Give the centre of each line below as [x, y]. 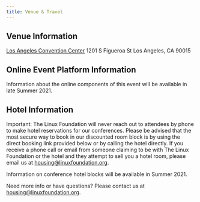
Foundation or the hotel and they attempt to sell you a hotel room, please [96, 156]
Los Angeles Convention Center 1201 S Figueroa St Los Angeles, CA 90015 [98, 51]
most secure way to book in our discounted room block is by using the [93, 137]
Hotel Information [40, 109]
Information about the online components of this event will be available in [97, 84]
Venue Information [42, 36]
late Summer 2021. [29, 90]
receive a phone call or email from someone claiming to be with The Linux [98, 150]
